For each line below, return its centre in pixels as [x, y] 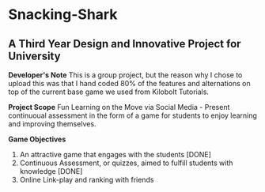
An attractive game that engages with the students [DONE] [115, 154]
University [34, 56]
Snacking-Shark [63, 15]
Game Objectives [37, 139]
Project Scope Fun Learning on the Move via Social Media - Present [119, 107]
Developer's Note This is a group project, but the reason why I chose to [125, 75]
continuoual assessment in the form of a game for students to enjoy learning [132, 115]
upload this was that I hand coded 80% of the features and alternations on [129, 83]
